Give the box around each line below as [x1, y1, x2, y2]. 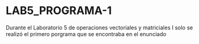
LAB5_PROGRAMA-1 [6, 4, 112, 18]
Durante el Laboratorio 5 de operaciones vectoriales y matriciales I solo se [6, 24, 193, 31]
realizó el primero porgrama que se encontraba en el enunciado [6, 30, 167, 37]
